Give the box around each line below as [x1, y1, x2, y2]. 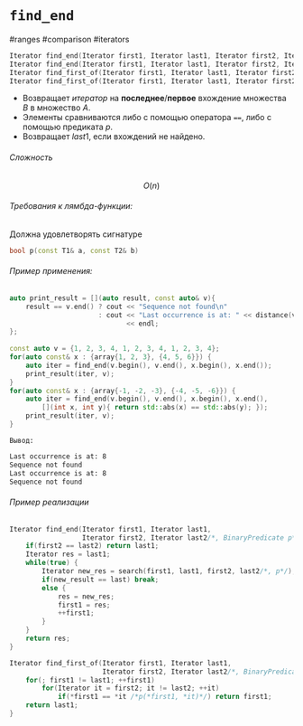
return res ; [25, 634, 70, 643]
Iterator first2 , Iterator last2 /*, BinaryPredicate [81, 533, 284, 542]
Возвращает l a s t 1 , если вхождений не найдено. [22, 131, 206, 142]
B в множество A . [22, 102, 91, 113]
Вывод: [9, 436, 34, 445]
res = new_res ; [57, 591, 115, 601]
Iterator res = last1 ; [25, 550, 111, 559]
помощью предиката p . [22, 121, 114, 133]
